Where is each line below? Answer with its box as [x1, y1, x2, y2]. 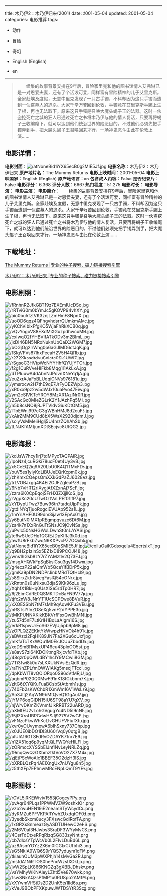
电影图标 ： [5, 781, 38, 790]
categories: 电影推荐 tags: [5, 17, 59, 22]
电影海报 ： [5, 439, 38, 448]
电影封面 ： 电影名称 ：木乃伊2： [5, 163, 150, 169]
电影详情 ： [5, 149, 38, 158]
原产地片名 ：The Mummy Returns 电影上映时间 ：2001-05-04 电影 [19, 169, 155, 175]
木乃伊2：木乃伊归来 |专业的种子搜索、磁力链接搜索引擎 [5, 272, 120, 278]
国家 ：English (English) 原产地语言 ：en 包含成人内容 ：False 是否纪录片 [9, 176, 155, 181]
